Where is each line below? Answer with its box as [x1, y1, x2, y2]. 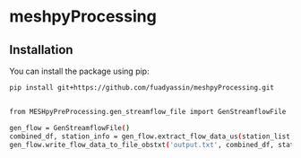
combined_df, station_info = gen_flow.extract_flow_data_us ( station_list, [9, 132, 295, 141]
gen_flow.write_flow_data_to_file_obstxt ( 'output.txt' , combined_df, [9, 140, 275, 149]
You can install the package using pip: [9, 66, 150, 76]
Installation [9, 42, 73, 57]
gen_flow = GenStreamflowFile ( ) [9, 123, 130, 132]
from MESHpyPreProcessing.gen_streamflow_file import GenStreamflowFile [9, 107, 287, 116]
